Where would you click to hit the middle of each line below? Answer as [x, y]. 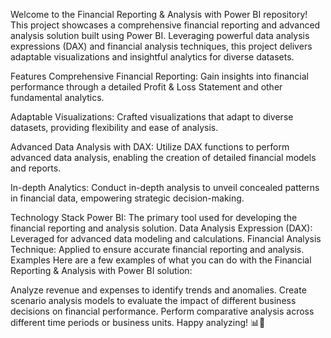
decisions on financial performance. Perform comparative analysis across [162, 311]
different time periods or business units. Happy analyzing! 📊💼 [138, 322]
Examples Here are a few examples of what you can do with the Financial [161, 260]
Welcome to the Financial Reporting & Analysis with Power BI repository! [159, 14]
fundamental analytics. [57, 97]
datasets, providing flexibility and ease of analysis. [114, 127]
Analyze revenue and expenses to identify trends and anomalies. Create [158, 290]
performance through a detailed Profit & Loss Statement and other [146, 87]
